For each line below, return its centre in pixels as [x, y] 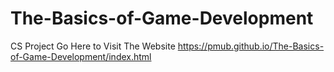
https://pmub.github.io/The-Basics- [251, 46]
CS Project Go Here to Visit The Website [93, 46]
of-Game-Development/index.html [81, 56]
